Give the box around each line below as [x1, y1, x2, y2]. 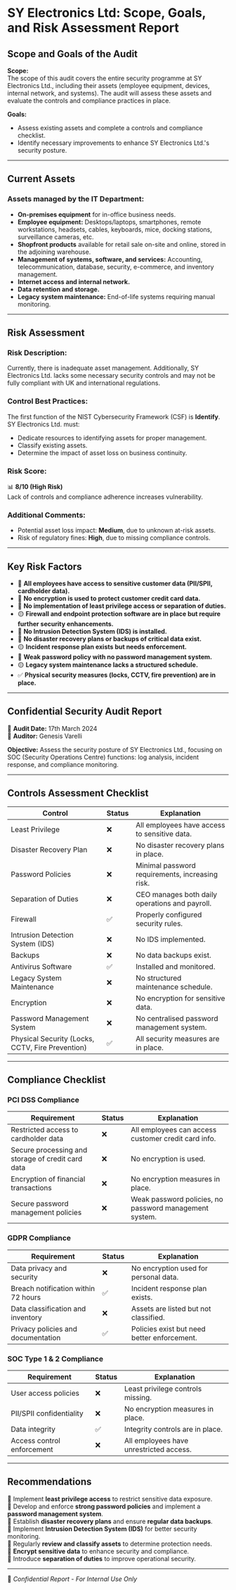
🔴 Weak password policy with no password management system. [17, 653, 213, 661]
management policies [11, 1208, 82, 1218]
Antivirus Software [11, 962, 72, 972]
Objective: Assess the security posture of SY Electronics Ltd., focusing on [7, 745, 223, 753]
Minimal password [136, 860, 197, 870]
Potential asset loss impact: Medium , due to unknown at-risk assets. [17, 526, 216, 535]
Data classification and [11, 1304, 86, 1314]
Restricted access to [11, 1125, 79, 1135]
